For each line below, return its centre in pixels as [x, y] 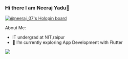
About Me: [16, 28]
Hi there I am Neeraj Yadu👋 [37, 8]
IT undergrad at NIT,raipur [38, 37]
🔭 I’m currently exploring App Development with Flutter [67, 42]
